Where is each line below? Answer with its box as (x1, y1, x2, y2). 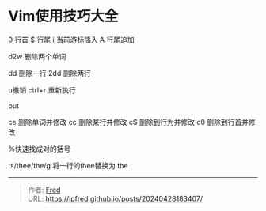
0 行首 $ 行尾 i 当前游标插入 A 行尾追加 (8, 35, 135, 44)
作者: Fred (27, 185, 61, 194)
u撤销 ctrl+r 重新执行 (8, 85, 77, 95)
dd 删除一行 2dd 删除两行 (8, 68, 91, 77)
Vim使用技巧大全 (8, 7, 119, 25)
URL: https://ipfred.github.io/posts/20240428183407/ (27, 194, 203, 203)
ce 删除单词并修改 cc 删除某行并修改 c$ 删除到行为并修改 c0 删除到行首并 (8, 117, 249, 126)
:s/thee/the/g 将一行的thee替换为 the (8, 160, 128, 170)
